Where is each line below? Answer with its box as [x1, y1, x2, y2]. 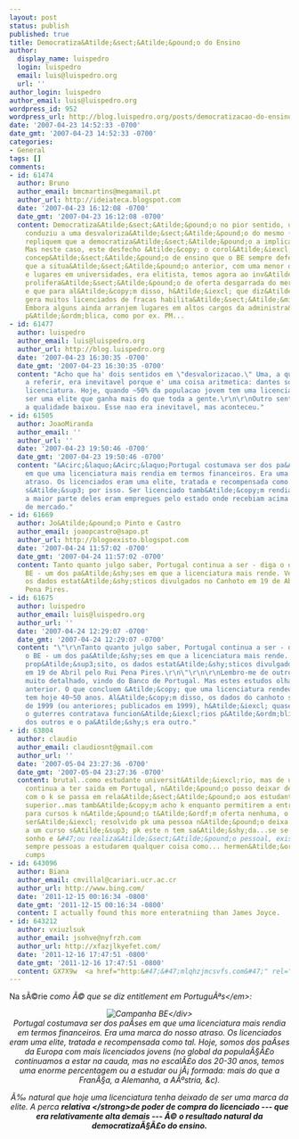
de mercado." [25, 502, 74, 511]
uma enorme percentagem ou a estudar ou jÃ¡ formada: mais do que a [19, 1065, 280, 1076]
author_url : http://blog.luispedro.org [17, 344, 166, 353]
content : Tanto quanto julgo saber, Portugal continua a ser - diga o [17, 560, 285, 569]
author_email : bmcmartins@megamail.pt [17, 187, 162, 196]
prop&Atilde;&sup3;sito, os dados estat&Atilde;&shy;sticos [25, 660, 253, 669]
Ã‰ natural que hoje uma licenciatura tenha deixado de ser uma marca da [10, 1092, 289, 1102]
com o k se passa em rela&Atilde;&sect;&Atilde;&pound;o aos [25, 793, 256, 802]
